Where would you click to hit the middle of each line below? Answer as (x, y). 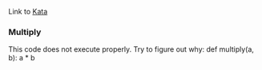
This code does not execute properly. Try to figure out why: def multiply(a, (131, 49)
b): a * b (22, 58)
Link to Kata (28, 12)
